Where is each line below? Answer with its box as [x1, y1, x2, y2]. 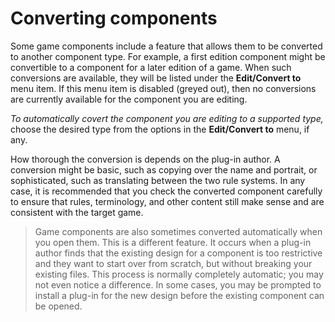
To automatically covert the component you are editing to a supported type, [10, 112, 324, 124]
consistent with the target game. [10, 206, 144, 218]
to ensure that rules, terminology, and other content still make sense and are [10, 195, 325, 207]
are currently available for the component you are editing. [10, 93, 248, 105]
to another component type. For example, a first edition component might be [10, 50, 326, 62]
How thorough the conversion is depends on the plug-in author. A [10, 153, 281, 165]
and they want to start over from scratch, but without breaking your [34, 257, 313, 269]
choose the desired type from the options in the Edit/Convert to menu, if [10, 123, 310, 135]
